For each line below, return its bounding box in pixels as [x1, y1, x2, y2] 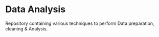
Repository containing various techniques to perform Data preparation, [5, 20, 154, 26]
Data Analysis [5, 4, 66, 15]
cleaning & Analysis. [5, 25, 48, 31]
